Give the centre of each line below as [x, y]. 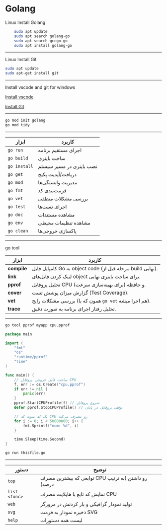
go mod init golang [25, 120]
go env [15, 223]
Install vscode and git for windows [40, 87]
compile [17, 268]
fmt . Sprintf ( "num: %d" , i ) [51, 426]
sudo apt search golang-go [42, 36]
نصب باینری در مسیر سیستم [68, 166]
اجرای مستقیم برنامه [60, 150]
